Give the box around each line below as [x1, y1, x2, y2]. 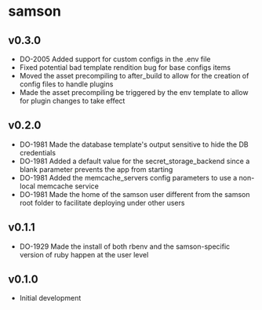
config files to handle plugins [19, 79, 114, 89]
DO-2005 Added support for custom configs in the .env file [19, 54, 211, 64]
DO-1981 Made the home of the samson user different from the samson [19, 189, 250, 199]
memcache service [36, 181, 100, 191]
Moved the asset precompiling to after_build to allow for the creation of [19, 71, 249, 80]
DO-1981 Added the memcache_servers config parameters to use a [19, 173, 238, 182]
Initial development [19, 294, 82, 303]
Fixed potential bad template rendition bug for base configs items [19, 63, 231, 72]
